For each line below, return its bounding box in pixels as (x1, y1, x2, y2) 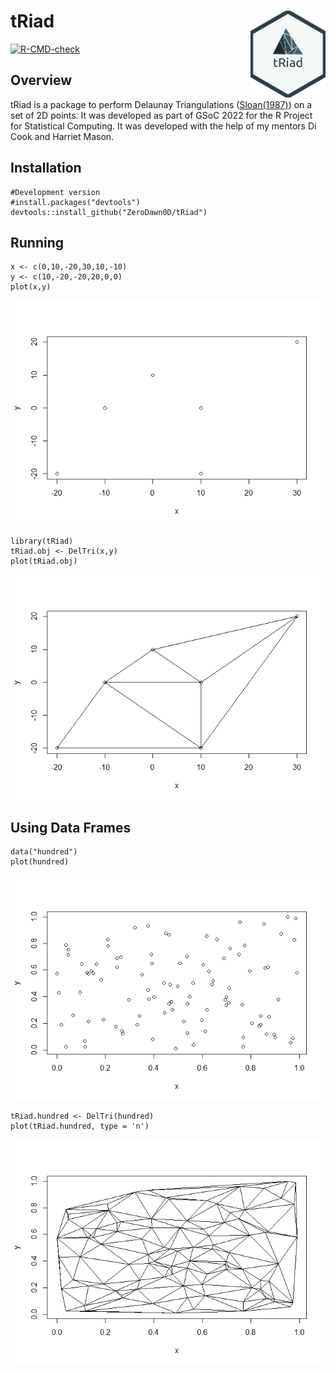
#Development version (10, 187, 101, 197)
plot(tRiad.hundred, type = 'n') (10, 1121, 150, 1132)
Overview (10, 72, 73, 89)
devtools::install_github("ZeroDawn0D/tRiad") (10, 207, 208, 217)
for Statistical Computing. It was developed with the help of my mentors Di (10, 120, 317, 132)
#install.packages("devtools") (10, 197, 141, 207)
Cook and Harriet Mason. (10, 130, 115, 142)
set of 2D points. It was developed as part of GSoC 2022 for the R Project (10, 109, 313, 121)
